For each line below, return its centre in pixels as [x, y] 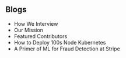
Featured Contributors [41, 36]
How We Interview [36, 23]
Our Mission [28, 30]
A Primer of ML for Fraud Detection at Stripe [67, 49]
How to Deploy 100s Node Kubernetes [60, 42]
